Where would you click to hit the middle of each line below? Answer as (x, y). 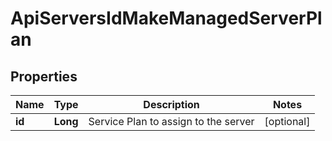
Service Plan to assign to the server (171, 121)
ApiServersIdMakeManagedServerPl (166, 18)
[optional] (287, 121)
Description (171, 104)
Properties (44, 76)
